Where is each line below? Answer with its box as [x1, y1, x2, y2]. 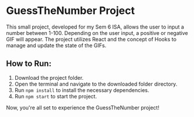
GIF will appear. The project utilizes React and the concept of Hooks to [6, 36, 177, 42]
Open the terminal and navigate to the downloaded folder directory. [14, 80, 178, 87]
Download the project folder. [14, 74, 84, 81]
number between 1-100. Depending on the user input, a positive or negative [6, 29, 189, 36]
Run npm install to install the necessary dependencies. [14, 86, 149, 94]
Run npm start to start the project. [14, 93, 97, 100]
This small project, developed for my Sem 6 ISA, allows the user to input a [6, 23, 185, 30]
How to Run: [6, 59, 52, 69]
